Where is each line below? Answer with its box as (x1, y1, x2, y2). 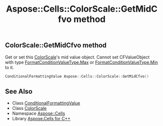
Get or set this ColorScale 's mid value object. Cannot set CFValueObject (5, 54, 150, 60)
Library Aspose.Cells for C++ (12, 116, 71, 122)
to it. (5, 64, 14, 70)
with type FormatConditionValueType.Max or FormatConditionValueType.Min (5, 59, 158, 65)
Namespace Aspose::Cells (12, 110, 65, 116)
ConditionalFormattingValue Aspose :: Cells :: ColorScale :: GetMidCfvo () (5, 74, 149, 79)
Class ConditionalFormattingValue (12, 100, 80, 106)
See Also (5, 87, 33, 95)
